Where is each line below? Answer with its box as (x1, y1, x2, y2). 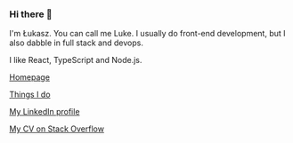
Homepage (9, 72, 51, 83)
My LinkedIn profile (9, 107, 80, 117)
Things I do (9, 89, 51, 100)
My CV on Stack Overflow (9, 123, 105, 134)
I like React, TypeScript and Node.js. (9, 55, 142, 66)
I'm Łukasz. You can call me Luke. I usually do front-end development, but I (9, 28, 287, 39)
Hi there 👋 (9, 8, 53, 20)
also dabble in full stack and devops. (9, 37, 144, 48)
